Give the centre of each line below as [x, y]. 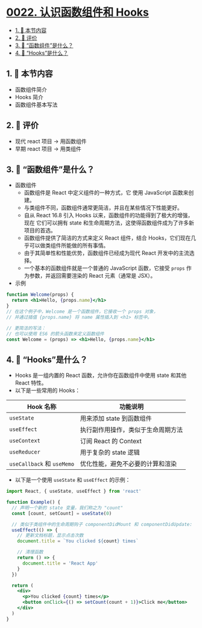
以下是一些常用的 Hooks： [48, 391]
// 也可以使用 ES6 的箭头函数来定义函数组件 [55, 334]
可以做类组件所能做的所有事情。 [69, 246]
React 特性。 [31, 383]
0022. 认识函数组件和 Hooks [77, 12]
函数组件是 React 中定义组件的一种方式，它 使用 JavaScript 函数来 [106, 193]
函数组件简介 [31, 89]
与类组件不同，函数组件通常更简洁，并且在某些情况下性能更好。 [103, 208]
